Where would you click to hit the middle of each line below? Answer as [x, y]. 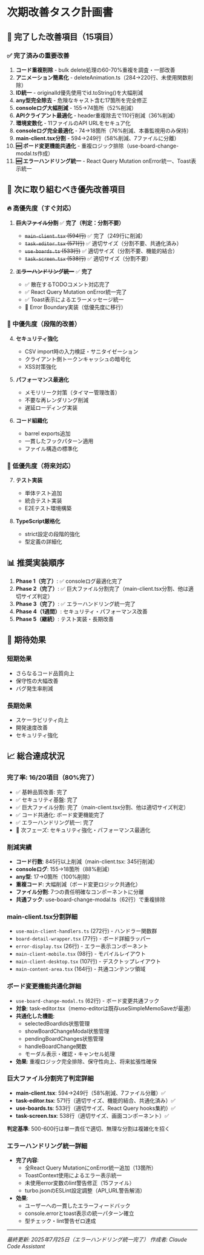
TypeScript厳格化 [38, 521]
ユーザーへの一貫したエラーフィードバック [77, 1206]
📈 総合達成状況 [36, 756]
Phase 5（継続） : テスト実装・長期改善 [64, 619]
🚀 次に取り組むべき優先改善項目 [66, 190]
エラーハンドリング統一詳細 [47, 1146]
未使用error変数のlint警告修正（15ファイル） [80, 1183]
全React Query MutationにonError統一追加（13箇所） [90, 1168]
